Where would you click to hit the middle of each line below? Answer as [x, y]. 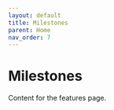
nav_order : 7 [29, 37]
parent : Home [29, 30]
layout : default [35, 15]
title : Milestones [38, 23]
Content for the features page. [57, 98]
